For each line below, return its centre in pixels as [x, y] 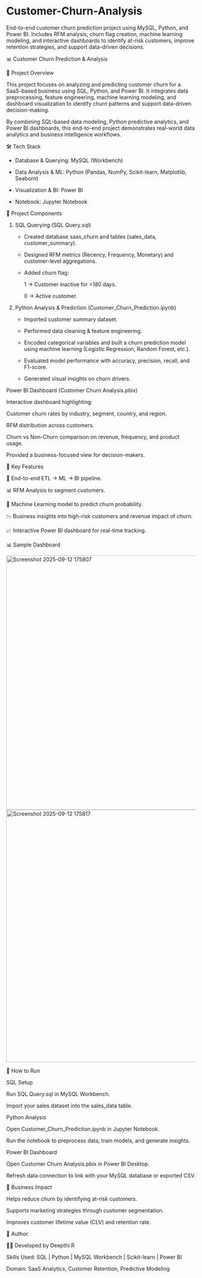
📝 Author [17, 1234]
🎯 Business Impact [29, 1187]
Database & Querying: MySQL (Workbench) [69, 160]
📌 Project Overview [30, 73]
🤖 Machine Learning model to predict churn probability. [75, 504]
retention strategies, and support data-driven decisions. [75, 47]
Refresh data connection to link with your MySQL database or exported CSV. [101, 1175]
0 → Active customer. [50, 296]
